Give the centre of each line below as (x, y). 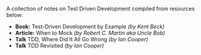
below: (15, 15)
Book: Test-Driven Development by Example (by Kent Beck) (90, 27)
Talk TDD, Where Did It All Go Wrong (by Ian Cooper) (82, 39)
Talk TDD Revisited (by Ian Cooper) (60, 45)
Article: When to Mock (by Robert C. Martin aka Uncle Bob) (90, 33)
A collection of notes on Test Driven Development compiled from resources (101, 9)
